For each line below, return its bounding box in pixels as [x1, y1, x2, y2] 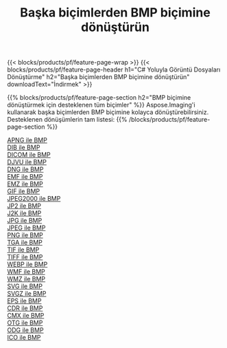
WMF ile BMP [7, 268, 46, 276]
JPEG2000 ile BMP [7, 195, 61, 203]
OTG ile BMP [7, 318, 43, 327]
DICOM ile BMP [7, 151, 51, 159]
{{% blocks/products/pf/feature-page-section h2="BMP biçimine [7, 94, 191, 102]
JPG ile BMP [7, 217, 43, 225]
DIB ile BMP [7, 143, 40, 152]
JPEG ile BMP [7, 224, 46, 232]
